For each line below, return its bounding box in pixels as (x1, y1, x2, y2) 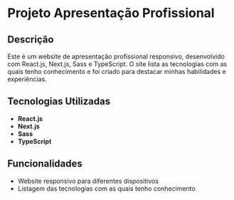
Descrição (7, 33, 54, 46)
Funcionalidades (7, 158, 83, 170)
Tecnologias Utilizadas (7, 95, 111, 107)
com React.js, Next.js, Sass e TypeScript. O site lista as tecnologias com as (7, 60, 228, 68)
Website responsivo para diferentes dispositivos (17, 177, 159, 185)
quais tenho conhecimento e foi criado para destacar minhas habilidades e (7, 68, 226, 75)
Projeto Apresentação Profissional (7, 5, 215, 21)
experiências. (7, 75, 48, 83)
